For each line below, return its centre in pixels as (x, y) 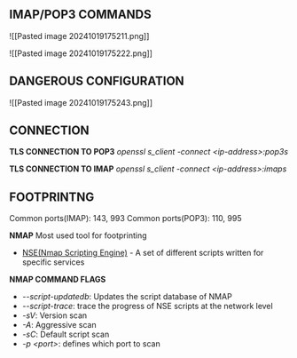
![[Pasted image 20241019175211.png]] (79, 36)
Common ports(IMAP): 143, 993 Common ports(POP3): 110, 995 (125, 219)
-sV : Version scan (55, 315)
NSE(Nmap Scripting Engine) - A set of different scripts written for (143, 253)
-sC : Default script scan (66, 334)
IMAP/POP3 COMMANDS (81, 15)
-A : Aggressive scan (59, 325)
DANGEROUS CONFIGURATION (97, 81)
